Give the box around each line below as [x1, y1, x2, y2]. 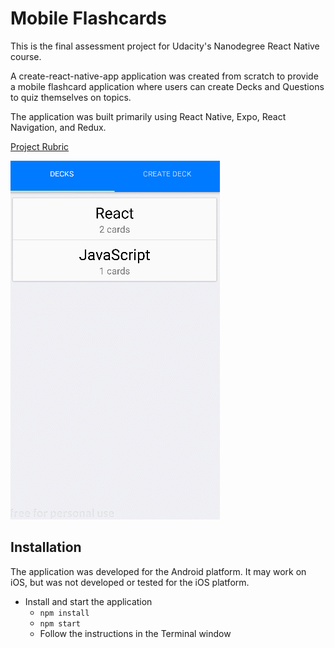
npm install [39, 608, 90, 618]
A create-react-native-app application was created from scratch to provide [10, 70, 319, 82]
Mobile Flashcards [10, 7, 167, 30]
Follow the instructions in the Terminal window [39, 627, 232, 639]
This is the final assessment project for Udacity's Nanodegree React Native [10, 40, 320, 52]
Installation [10, 539, 82, 556]
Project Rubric [10, 140, 70, 152]
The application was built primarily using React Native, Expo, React [10, 110, 287, 122]
